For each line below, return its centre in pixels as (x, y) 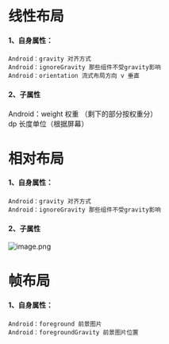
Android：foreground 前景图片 (55, 324)
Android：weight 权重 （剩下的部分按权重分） (83, 114)
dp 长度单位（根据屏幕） (48, 123)
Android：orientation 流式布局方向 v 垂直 (74, 76)
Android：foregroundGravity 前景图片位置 (73, 332)
